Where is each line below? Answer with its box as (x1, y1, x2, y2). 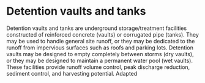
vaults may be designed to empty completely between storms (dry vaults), (6, 50, 194, 57)
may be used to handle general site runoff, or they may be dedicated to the (6, 37, 195, 45)
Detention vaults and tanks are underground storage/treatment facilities (6, 24, 187, 32)
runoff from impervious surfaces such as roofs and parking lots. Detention (6, 44, 194, 51)
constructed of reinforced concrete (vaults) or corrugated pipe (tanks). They (6, 31, 199, 38)
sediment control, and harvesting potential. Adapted (6, 70, 138, 77)
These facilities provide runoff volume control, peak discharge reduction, (6, 63, 190, 71)
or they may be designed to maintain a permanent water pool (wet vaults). (6, 57, 193, 64)
